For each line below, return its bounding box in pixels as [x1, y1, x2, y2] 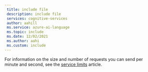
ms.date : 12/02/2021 [6, 34, 48, 39]
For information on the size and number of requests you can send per [4, 56, 143, 62]
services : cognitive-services [6, 16, 68, 21]
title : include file [6, 7, 48, 12]
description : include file [6, 12, 61, 16]
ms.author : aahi [6, 39, 40, 43]
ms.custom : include [6, 43, 46, 48]
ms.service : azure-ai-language [6, 25, 70, 30]
